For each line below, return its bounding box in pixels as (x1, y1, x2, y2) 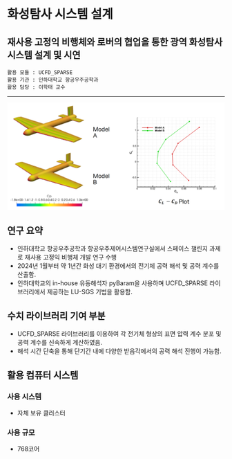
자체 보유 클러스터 (17, 408, 66, 417)
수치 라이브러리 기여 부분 (7, 309, 106, 322)
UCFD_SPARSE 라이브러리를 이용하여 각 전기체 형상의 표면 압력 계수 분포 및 (17, 330, 222, 338)
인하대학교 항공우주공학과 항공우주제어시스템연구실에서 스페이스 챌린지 (17, 244, 209, 253)
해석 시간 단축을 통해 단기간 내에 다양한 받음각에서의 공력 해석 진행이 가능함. (17, 347, 222, 355)
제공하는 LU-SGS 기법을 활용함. (47, 288, 133, 296)
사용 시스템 (7, 392, 42, 402)
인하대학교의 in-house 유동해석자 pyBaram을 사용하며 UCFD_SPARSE (17, 279, 209, 287)
